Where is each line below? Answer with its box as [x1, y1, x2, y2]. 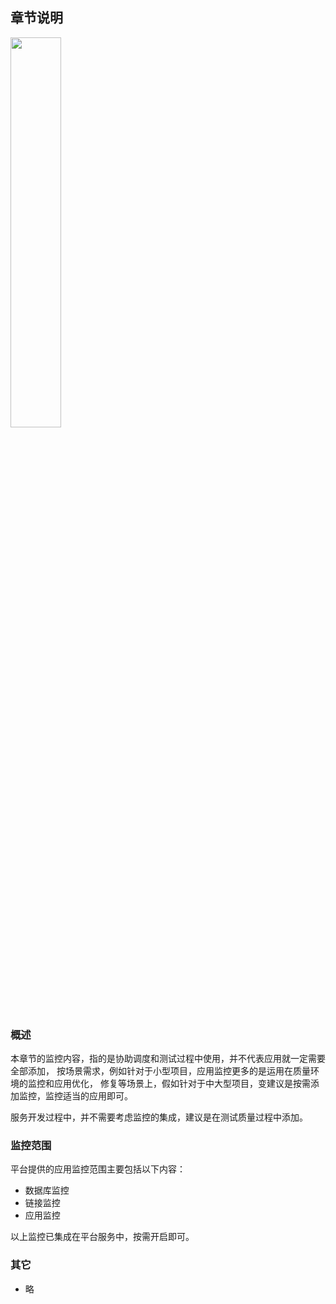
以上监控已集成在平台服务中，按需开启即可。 [10, 1231, 195, 1243]
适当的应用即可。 [62, 1090, 133, 1102]
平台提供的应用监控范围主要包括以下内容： [10, 1163, 186, 1175]
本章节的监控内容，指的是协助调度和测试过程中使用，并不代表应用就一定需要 [10, 1053, 326, 1065]
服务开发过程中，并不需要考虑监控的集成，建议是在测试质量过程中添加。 [10, 1111, 308, 1123]
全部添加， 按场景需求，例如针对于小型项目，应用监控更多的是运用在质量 [10, 1065, 311, 1077]
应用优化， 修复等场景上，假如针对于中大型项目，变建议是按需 [53, 1078, 311, 1090]
